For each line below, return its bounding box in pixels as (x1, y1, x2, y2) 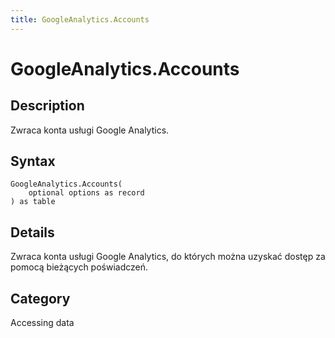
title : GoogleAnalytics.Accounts (10, 14, 150, 25)
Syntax (10, 153, 56, 170)
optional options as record (28, 188, 145, 198)
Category (10, 290, 71, 307)
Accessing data (10, 317, 75, 329)
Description (10, 97, 85, 115)
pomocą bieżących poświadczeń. (10, 261, 149, 273)
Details (10, 224, 55, 241)
